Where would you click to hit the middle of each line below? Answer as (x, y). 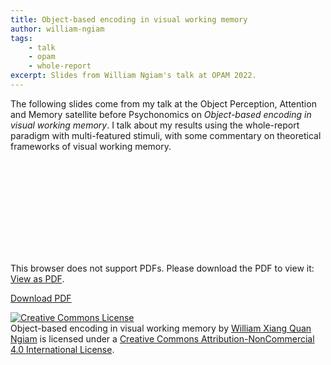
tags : (21, 38)
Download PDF (41, 298)
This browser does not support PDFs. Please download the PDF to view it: (162, 268)
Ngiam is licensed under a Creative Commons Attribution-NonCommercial (162, 338)
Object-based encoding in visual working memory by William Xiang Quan (161, 328)
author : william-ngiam (57, 29)
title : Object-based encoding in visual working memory (129, 19)
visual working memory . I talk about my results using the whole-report (155, 125)
